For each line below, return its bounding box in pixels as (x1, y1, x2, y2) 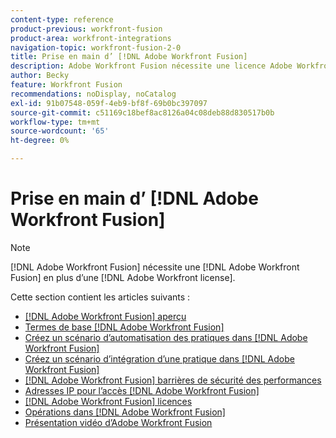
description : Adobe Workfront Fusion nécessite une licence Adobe (10, 61, 293, 71)
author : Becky (10, 71, 70, 81)
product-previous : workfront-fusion (10, 24, 163, 34)
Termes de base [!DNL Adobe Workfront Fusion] (24, 321, 225, 333)
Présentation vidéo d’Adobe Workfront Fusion (24, 416, 213, 428)
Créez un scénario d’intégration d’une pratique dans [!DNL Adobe (24, 352, 295, 365)
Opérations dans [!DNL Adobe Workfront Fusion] (24, 406, 226, 418)
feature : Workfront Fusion (10, 80, 123, 90)
